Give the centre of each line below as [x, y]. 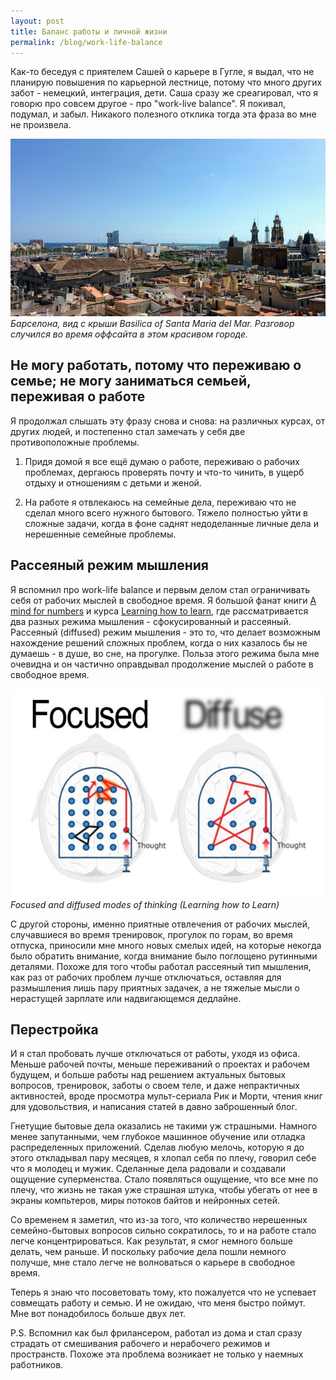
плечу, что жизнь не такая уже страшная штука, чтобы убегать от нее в [164, 1190]
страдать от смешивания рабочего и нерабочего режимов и [140, 1344]
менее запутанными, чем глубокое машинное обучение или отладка [158, 1137]
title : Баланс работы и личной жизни [89, 31]
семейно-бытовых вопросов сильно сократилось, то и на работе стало [163, 1231]
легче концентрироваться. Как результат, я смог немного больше [151, 1241]
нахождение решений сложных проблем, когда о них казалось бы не [159, 642]
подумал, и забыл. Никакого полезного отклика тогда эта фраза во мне [163, 114]
